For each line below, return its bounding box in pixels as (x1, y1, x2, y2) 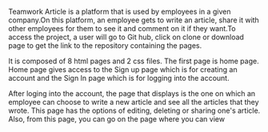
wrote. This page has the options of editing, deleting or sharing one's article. (8, 106, 261, 115)
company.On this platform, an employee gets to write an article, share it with (8, 15, 260, 25)
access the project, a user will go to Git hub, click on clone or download (8, 32, 244, 42)
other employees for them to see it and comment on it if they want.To (8, 24, 236, 33)
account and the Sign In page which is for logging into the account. (8, 74, 230, 82)
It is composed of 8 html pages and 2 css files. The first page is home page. (8, 56, 259, 66)
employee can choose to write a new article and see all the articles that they (8, 98, 259, 106)
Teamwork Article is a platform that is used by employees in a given (8, 7, 231, 16)
